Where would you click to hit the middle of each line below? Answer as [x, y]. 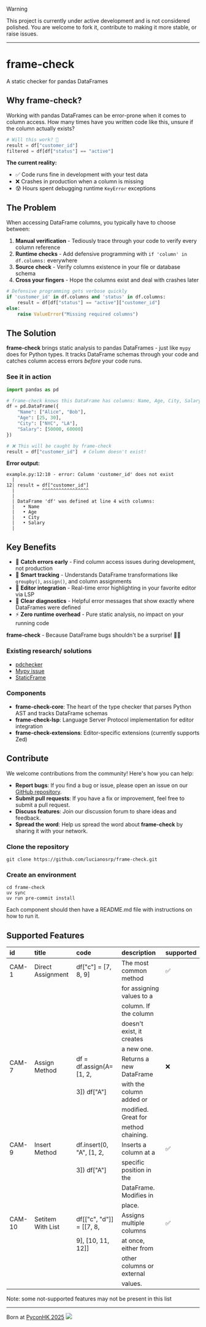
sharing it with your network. [51, 831]
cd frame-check [26, 888]
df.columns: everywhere [46, 261]
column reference [38, 247]
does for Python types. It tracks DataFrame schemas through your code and [103, 355]
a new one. [137, 1049]
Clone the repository [38, 847]
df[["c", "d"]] [95, 1219]
